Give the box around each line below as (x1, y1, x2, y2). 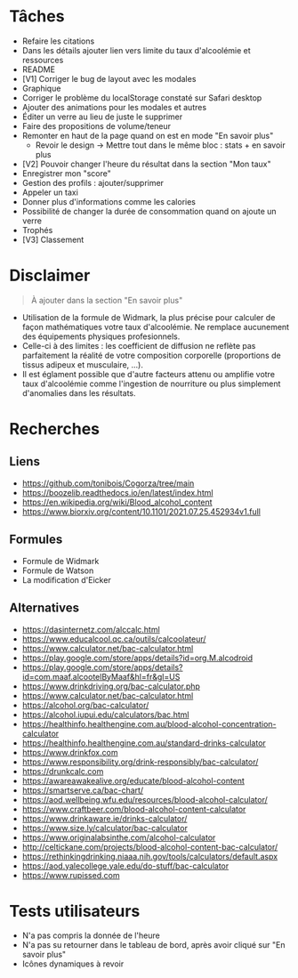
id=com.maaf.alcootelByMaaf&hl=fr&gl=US (21, 671, 181, 682)
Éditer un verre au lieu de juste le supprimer (21, 111, 183, 122)
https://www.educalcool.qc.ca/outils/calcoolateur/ (21, 634, 206, 644)
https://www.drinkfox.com (21, 747, 118, 757)
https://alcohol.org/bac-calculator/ (21, 699, 149, 710)
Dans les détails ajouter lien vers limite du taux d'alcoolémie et (21, 44, 251, 55)
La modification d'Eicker (21, 574, 111, 585)
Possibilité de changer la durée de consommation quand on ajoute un (21, 206, 278, 216)
